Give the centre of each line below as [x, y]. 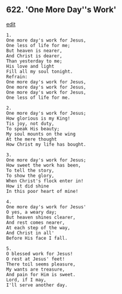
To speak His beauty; [33, 129]
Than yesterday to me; [34, 61]
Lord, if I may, [26, 280]
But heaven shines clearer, [41, 217]
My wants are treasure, [36, 269]
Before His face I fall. [37, 238]
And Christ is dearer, [34, 56]
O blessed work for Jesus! [40, 254]
